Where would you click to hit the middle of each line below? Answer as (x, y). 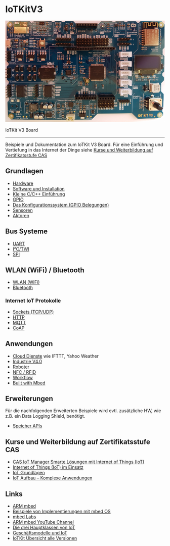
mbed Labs (24, 517)
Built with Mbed (29, 383)
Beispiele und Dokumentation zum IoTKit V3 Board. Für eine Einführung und (84, 144)
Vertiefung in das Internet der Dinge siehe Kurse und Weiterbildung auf (79, 150)
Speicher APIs (27, 426)
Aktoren (21, 215)
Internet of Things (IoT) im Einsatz (48, 467)
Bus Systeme (27, 232)
